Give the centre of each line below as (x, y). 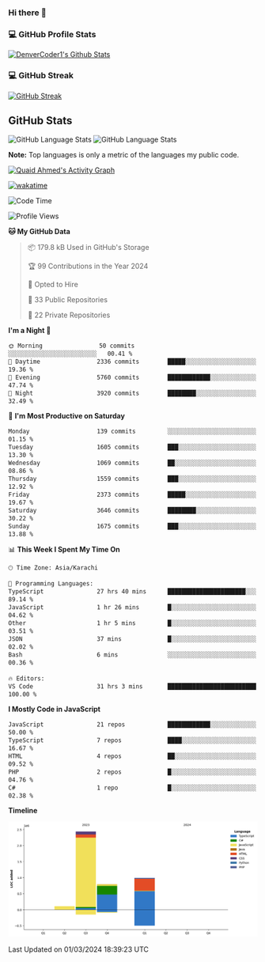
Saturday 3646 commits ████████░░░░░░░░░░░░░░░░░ (132, 511)
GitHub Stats (40, 121)
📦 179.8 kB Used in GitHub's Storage (88, 248)
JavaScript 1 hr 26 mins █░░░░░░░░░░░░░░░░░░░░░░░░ (132, 608)
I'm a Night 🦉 (30, 331)
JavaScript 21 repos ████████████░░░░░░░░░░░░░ (132, 725)
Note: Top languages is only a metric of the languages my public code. (124, 155)
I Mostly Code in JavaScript (55, 709)
